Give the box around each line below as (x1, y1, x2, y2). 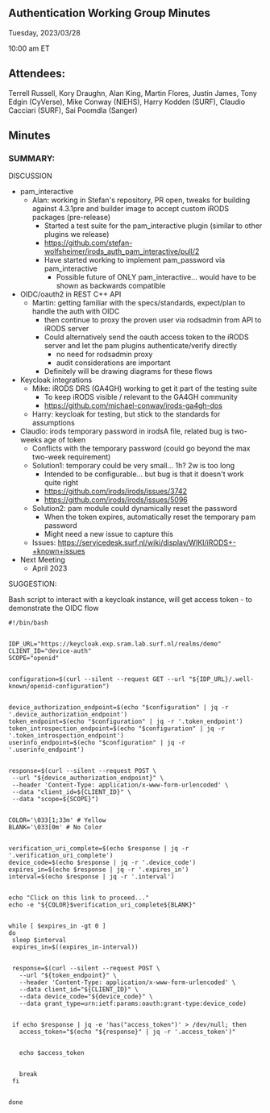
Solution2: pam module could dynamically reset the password (31, 504, 238, 513)
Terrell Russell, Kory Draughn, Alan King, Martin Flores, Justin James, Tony (8, 88, 258, 98)
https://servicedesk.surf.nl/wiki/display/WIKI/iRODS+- (57, 538, 236, 547)
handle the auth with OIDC (31, 306, 120, 317)
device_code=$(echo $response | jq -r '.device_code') (8, 858, 197, 867)
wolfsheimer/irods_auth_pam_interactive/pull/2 (44, 247, 200, 256)
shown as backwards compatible (56, 281, 166, 291)
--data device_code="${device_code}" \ (19, 993, 153, 1001)
